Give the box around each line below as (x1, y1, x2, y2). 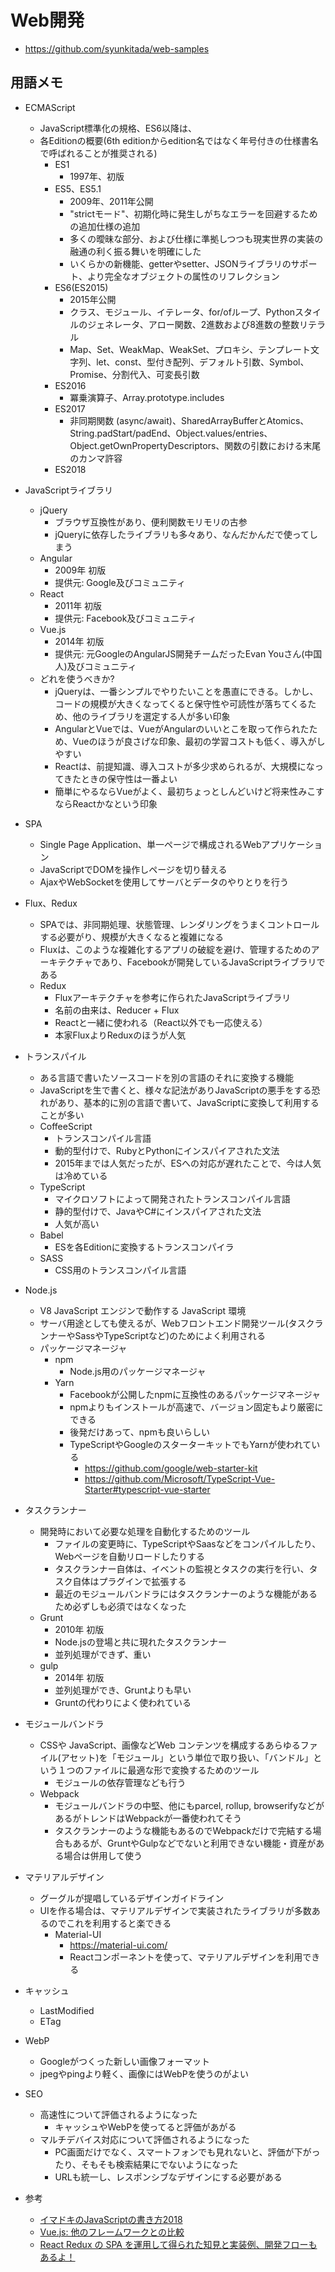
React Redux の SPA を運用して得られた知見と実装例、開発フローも (39, 2238, 318, 2250)
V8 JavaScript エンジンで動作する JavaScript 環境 (39, 1304, 247, 1316)
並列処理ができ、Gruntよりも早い (54, 1684, 192, 1696)
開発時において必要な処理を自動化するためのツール (39, 1525, 251, 1537)
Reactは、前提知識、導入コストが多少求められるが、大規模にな (54, 760, 315, 772)
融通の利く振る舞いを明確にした (69, 245, 202, 257)
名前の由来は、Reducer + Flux (54, 1004, 180, 1016)
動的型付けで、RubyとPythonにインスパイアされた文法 (54, 1144, 280, 1156)
